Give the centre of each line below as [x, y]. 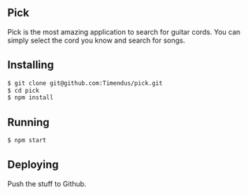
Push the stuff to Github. [47, 183]
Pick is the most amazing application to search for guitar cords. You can [124, 31]
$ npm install [31, 97]
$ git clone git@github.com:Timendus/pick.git [85, 83]
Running [29, 122]
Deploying [33, 165]
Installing [31, 65]
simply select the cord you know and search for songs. [96, 40]
